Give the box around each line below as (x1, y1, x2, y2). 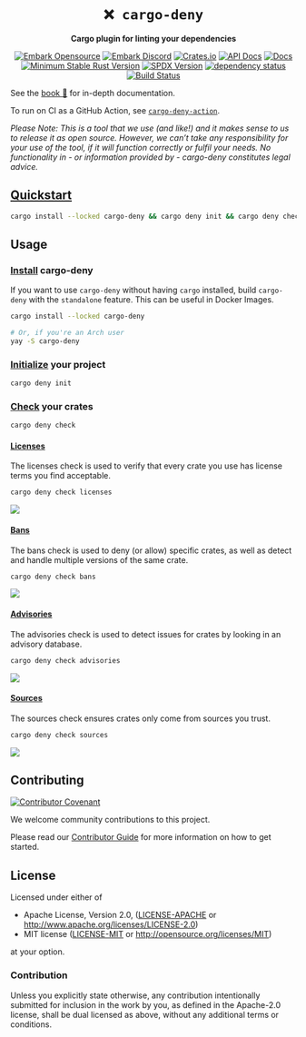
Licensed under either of (10, 892, 103, 903)
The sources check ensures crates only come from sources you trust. (10, 713, 271, 724)
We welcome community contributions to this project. (10, 815, 211, 825)
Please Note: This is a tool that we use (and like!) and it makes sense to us (10, 123, 290, 133)
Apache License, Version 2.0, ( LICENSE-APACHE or (23, 910, 217, 921)
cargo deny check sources (10, 730, 108, 739)
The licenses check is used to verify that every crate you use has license (10, 460, 282, 471)
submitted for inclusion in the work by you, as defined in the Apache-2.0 (10, 999, 281, 1010)
